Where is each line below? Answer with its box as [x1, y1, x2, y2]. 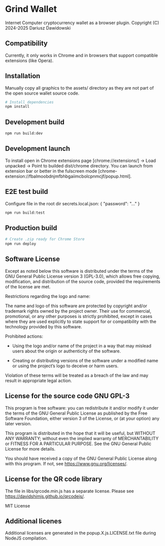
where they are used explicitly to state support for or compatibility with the [5, 319, 157, 324]
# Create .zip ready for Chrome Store [5, 237, 85, 242]
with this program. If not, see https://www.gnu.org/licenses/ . [5, 460, 128, 466]
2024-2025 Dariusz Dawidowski [5, 25, 71, 31]
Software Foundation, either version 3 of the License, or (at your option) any [5, 415, 160, 421]
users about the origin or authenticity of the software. [12, 348, 121, 354]
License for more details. [5, 446, 56, 451]
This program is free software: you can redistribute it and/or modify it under [5, 405, 159, 411]
